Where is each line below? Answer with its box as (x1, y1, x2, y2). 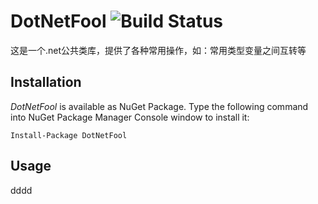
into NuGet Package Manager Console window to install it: (10, 111, 250, 123)
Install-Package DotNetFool (10, 130, 128, 140)
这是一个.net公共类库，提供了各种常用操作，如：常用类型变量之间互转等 (10, 44, 307, 56)
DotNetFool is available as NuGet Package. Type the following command (10, 100, 309, 112)
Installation (10, 74, 82, 91)
